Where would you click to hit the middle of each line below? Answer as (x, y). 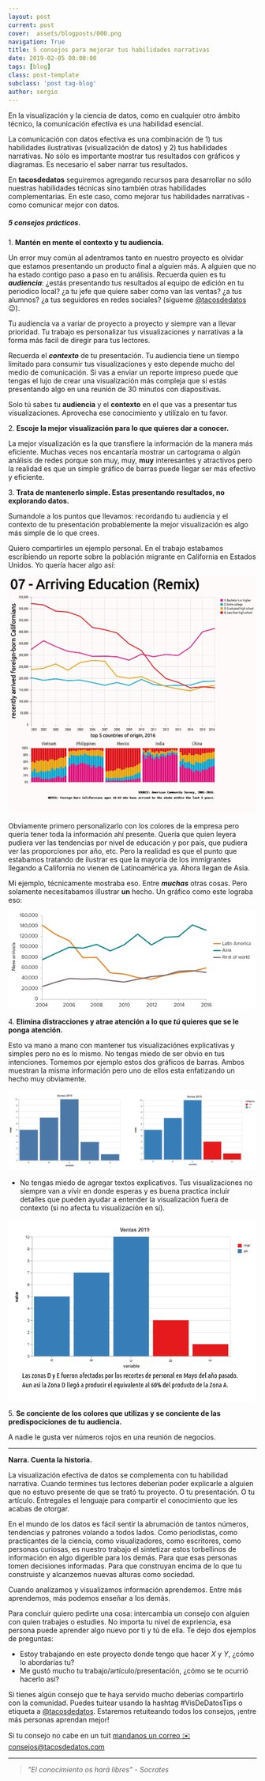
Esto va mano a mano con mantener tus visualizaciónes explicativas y (121, 1045)
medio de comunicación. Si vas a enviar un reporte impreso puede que (123, 372)
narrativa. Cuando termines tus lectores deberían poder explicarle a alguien (131, 1483)
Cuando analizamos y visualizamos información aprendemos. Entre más (125, 1590)
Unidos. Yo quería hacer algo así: (62, 565)
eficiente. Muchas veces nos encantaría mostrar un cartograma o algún (124, 452)
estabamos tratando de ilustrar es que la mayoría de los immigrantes (119, 860)
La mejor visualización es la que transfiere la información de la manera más (131, 443)
